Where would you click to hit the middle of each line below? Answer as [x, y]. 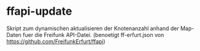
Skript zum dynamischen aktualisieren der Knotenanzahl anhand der [93, 28]
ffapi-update [39, 11]
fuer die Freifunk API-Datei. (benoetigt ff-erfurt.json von [93, 34]
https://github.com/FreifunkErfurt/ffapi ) [56, 41]
